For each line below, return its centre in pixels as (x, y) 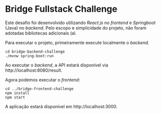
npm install (17, 93)
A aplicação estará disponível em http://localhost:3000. (61, 106)
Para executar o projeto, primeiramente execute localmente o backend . (77, 42)
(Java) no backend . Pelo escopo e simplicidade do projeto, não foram (76, 28)
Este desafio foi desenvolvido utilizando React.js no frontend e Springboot (80, 23)
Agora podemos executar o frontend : (43, 80)
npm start (15, 97)
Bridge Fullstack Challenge (61, 9)
